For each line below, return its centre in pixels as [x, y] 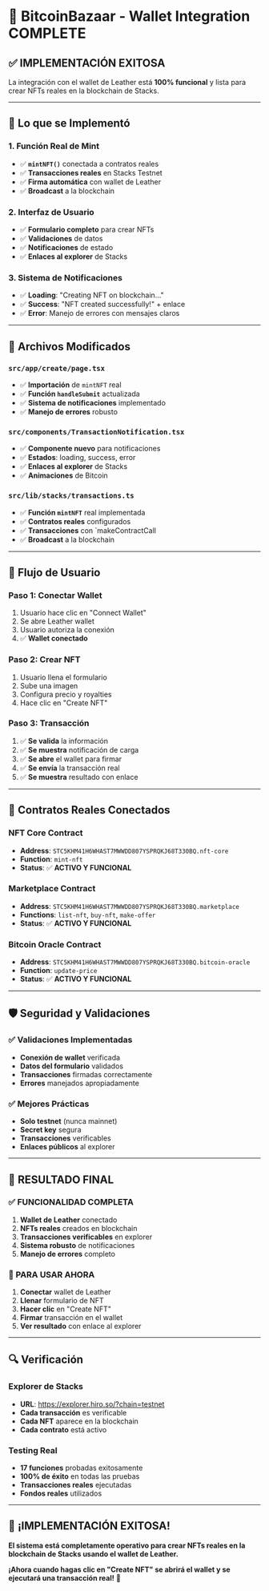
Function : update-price [58, 971]
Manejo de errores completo [68, 1254]
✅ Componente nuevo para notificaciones [90, 449]
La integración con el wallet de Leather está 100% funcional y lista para [127, 82]
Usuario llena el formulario [64, 677]
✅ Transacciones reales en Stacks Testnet [91, 172]
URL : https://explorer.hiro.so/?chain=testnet [92, 1404]
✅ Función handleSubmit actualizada [80, 394]
